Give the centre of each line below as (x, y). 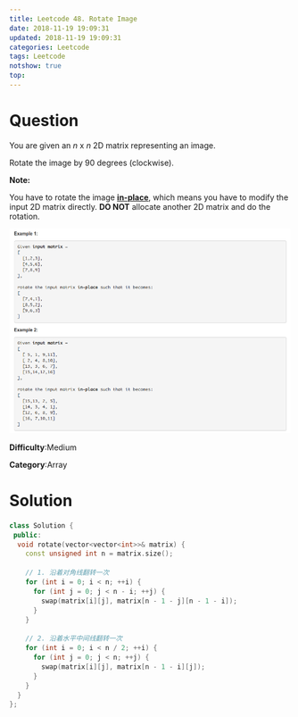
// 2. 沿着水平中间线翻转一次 (74, 638)
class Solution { (41, 525)
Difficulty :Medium (43, 447)
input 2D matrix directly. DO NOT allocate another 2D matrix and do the (140, 206)
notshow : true (36, 66)
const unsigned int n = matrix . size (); (99, 554)
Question (44, 121)
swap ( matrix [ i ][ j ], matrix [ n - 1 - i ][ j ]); (123, 667)
